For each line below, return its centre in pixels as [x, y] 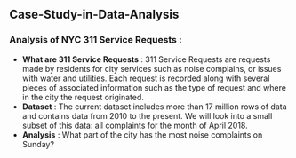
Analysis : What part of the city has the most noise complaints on [142, 134]
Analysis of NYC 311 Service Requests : [96, 40]
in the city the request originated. [83, 97]
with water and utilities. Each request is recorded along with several [146, 78]
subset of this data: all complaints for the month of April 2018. [135, 125]
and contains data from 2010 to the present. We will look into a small [147, 115]
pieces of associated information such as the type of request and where [154, 87]
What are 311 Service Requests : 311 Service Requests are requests [146, 59]
